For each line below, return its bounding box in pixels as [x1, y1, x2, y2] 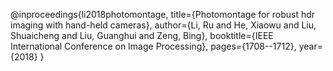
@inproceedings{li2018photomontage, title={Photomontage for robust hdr [10, 9, 316, 20]
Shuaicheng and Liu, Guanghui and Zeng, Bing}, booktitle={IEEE [10, 30, 274, 41]
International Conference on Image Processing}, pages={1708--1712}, [10, 40, 297, 52]
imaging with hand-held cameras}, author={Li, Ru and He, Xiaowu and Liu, [10, 19, 317, 31]
